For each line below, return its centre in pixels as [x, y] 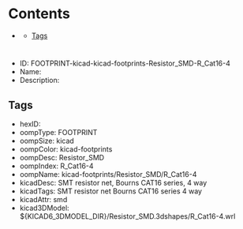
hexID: [30, 124]
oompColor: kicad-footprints [66, 149]
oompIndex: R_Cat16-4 [56, 166]
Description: [39, 81]
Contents [39, 14]
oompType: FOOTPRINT [58, 132]
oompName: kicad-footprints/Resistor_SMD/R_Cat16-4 [108, 174]
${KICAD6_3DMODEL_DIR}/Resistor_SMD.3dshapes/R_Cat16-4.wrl [127, 216]
